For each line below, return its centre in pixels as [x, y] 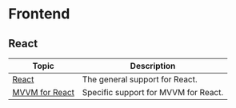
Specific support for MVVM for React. [153, 92]
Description [153, 66]
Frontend [39, 14]
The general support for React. [140, 79]
